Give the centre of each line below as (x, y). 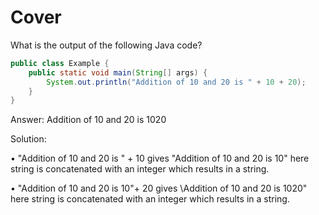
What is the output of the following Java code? (106, 45)
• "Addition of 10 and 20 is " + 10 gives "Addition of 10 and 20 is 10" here (160, 158)
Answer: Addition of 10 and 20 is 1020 (88, 120)
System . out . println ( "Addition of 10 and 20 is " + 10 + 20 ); (176, 82)
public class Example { (60, 63)
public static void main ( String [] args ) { (118, 72)
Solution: (28, 139)
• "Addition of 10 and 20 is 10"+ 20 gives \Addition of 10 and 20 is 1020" (159, 188)
